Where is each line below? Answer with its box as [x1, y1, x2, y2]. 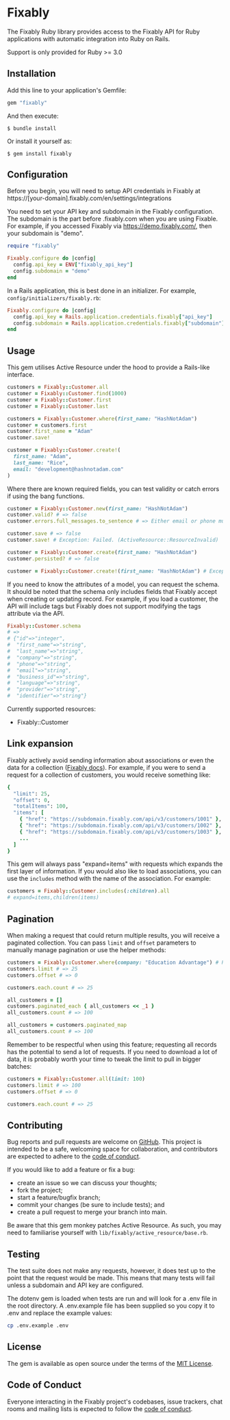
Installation [7, 68, 56, 79]
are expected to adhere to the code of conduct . [7, 1152, 141, 1160]
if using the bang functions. [7, 492, 85, 500]
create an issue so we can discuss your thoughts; [16, 1179, 157, 1187]
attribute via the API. [7, 609, 65, 617]
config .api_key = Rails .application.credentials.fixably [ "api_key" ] [13, 313, 213, 320]
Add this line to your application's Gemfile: [7, 86, 127, 94]
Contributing [7, 1119, 63, 1131]
